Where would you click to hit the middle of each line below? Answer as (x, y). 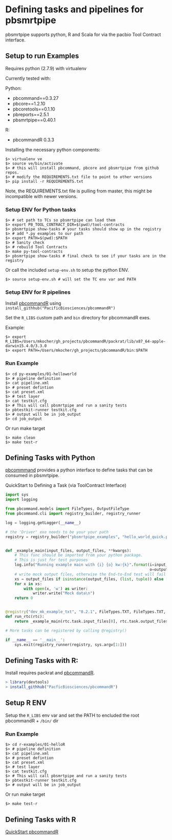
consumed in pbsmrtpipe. (33, 476)
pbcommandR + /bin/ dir (32, 721)
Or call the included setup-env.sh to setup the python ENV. (67, 270)
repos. (12, 173)
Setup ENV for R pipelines (38, 292)
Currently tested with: (28, 78)
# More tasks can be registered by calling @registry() (66, 631)
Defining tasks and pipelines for (74, 9)
